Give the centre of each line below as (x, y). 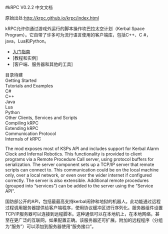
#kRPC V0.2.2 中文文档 (29, 7)
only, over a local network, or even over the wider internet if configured (78, 175)
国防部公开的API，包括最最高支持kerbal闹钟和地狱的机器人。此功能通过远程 (83, 201)
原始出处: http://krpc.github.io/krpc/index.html (52, 18)
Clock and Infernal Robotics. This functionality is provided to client (73, 154)
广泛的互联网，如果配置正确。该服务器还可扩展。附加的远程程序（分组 (90, 220)
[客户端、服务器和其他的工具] (43, 64)
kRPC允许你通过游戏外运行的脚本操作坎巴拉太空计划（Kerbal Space (75, 28)
